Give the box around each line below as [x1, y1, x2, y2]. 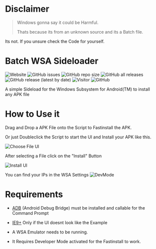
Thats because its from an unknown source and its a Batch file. [17, 29, 143, 35]
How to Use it [5, 109, 60, 120]
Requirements [5, 189, 63, 200]
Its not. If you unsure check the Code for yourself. [5, 38, 104, 44]
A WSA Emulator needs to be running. [12, 229, 88, 235]
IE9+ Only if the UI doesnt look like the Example [12, 219, 108, 225]
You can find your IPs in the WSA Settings [5, 172, 89, 177]
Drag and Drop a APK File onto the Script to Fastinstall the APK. [5, 124, 132, 130]
